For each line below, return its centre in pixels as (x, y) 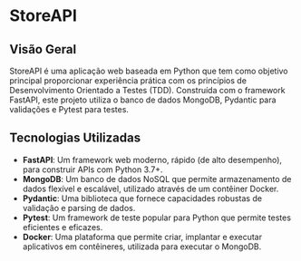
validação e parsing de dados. (79, 208)
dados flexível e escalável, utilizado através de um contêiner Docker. (150, 188)
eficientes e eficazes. (63, 227)
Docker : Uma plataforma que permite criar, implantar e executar (142, 237)
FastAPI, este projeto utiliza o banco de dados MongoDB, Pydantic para (143, 100)
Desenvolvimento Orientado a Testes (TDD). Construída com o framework (147, 90)
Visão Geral (43, 49)
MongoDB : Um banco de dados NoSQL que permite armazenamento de (157, 179)
